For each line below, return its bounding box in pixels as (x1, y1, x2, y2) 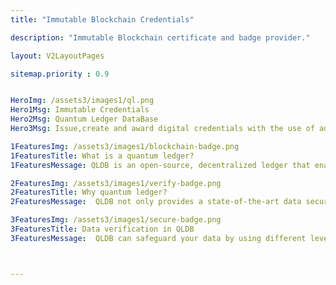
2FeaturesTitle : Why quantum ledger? (10, 187, 168, 198)
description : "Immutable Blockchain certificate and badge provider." (10, 32, 311, 43)
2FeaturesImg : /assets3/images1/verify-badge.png (10, 178, 222, 188)
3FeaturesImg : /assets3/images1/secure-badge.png (10, 215, 222, 225)
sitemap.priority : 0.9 (10, 69, 110, 79)
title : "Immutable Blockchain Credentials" (10, 14, 195, 25)
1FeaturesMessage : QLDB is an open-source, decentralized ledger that (10, 160, 311, 170)
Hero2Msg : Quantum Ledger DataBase (10, 114, 159, 125)
